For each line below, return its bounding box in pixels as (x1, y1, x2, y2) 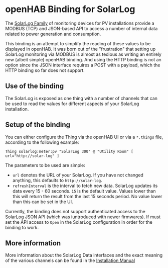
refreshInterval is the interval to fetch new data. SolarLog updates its (12, 183, 158, 189)
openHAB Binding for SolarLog (5, 4, 135, 15)
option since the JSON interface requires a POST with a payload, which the (5, 62, 160, 68)
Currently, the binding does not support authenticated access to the (5, 208, 145, 214)
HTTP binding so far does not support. (5, 67, 85, 73)
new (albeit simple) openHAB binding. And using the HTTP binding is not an (5, 56, 161, 62)
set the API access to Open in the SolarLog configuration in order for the (5, 219, 153, 225)
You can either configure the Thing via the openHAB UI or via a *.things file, (5, 134, 163, 140)
